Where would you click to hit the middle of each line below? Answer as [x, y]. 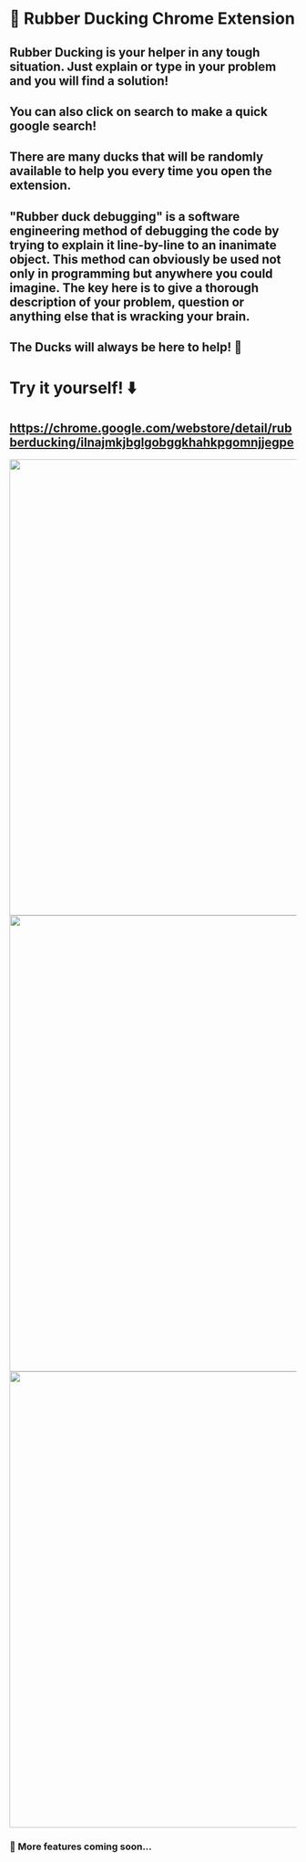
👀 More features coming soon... [81, 1846]
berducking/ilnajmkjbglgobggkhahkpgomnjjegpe [152, 442]
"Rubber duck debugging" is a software [125, 217]
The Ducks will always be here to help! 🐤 [126, 347]
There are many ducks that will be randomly [137, 157]
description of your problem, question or [127, 302]
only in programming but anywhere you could [141, 273]
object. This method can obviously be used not [145, 259]
